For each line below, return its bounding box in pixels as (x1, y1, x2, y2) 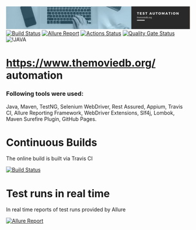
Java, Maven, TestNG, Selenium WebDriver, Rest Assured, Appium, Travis (6, 103, 183, 110)
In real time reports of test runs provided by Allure (6, 206, 126, 213)
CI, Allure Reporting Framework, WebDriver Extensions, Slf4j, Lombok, (6, 109, 175, 116)
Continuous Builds (6, 135, 97, 149)
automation (6, 69, 63, 82)
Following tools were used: (6, 90, 84, 98)
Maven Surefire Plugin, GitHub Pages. (6, 115, 97, 123)
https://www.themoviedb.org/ (6, 57, 156, 70)
